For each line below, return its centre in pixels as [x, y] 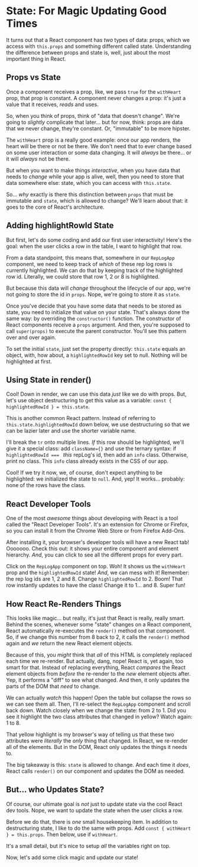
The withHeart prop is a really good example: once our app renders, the [93, 140]
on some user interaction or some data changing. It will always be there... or [99, 152]
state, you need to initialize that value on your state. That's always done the [98, 312]
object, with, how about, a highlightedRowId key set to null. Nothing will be [97, 355]
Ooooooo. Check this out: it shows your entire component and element [92, 549]
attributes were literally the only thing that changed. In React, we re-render [97, 741]
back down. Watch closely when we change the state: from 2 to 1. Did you [96, 710]
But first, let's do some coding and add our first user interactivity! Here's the [99, 240]
